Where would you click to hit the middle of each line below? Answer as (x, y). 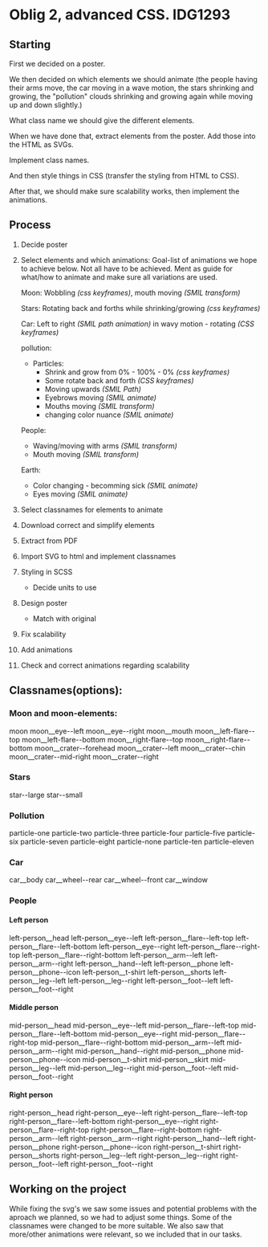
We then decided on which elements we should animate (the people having (133, 79)
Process (30, 225)
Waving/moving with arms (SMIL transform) (105, 446)
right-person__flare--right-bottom (146, 1130)
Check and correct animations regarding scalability (105, 665)
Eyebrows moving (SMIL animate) (101, 397)
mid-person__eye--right (138, 1033)
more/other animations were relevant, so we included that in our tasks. (126, 1234)
